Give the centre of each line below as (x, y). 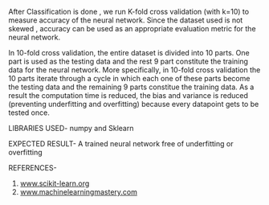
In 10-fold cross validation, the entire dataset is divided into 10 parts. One (129, 53)
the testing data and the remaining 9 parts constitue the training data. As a (131, 87)
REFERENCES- (33, 168)
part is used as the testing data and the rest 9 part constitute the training (128, 61)
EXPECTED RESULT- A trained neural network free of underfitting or (121, 143)
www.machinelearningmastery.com (79, 192)
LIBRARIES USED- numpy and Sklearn (71, 128)
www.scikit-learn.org (55, 183)
